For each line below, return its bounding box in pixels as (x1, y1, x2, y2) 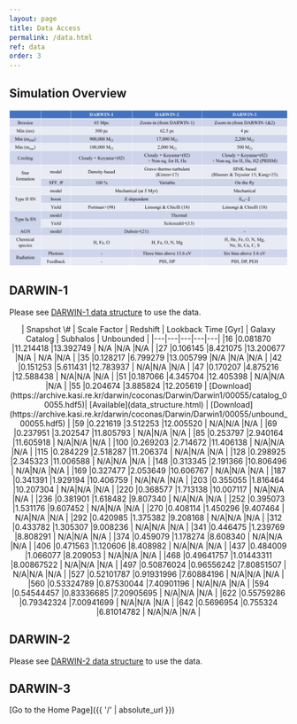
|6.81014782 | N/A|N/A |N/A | (95, 606, 202, 617)
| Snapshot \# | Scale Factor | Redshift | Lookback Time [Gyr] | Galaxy (21, 323, 276, 334)
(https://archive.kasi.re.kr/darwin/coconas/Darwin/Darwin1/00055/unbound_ (9, 409, 288, 419)
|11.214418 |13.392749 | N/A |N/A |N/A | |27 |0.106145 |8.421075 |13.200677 (11, 342, 286, 354)
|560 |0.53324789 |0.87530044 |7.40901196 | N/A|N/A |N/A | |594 (27, 578, 270, 588)
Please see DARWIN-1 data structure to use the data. (9, 307, 202, 317)
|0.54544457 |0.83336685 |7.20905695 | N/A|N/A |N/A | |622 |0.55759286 (11, 588, 286, 598)
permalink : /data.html (9, 33, 93, 42)
